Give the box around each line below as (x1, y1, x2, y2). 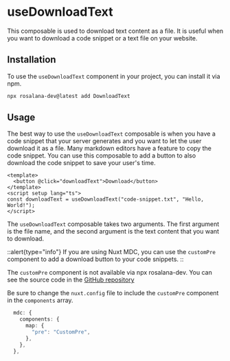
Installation (7, 54, 56, 66)
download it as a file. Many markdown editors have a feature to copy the (7, 145, 211, 153)
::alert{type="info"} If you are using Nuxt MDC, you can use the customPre (7, 248, 216, 256)
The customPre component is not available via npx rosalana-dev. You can (7, 269, 213, 277)
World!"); (7, 202, 36, 209)
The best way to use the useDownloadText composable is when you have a (7, 129, 216, 138)
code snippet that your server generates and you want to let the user (7, 137, 202, 145)
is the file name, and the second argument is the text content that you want (7, 227, 220, 236)
